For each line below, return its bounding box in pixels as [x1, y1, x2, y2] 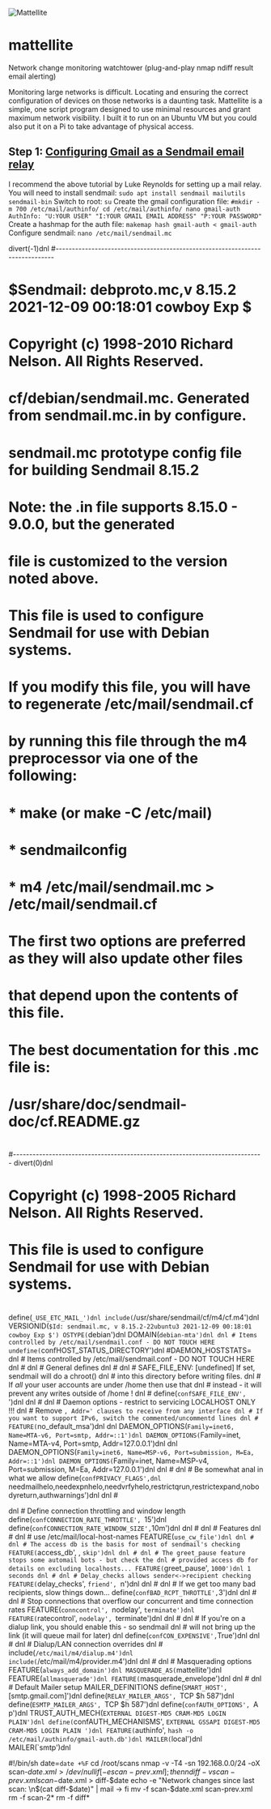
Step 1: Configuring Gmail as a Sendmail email [8, 145, 244, 159]
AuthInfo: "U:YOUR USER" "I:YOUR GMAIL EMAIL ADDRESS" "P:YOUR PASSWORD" [8, 212, 263, 220]
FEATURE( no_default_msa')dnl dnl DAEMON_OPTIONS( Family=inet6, [8, 1421, 235, 1431]
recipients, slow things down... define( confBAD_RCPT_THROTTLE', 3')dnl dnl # [8, 1587, 257, 1597]
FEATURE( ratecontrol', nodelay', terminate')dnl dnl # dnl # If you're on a [8, 1613, 246, 1623]
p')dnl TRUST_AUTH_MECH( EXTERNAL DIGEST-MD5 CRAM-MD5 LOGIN [8, 1708, 227, 1717]
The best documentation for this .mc [8, 1041, 260, 1059]
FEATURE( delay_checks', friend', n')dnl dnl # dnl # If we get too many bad [8, 1579, 256, 1589]
